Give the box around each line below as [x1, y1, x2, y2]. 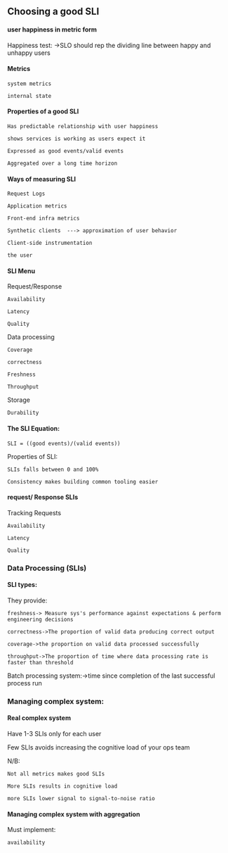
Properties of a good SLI [7, 107, 79, 115]
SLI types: [7, 581, 37, 589]
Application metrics [7, 203, 68, 210]
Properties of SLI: [7, 452, 58, 460]
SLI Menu [7, 267, 36, 275]
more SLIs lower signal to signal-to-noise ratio [7, 795, 156, 802]
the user [7, 252, 33, 259]
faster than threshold [7, 659, 74, 666]
